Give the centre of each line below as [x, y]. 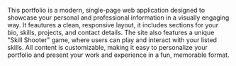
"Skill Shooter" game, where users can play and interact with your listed [112, 40]
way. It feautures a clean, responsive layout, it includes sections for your [113, 25]
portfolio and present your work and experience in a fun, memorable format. [118, 55]
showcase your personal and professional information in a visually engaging [118, 18]
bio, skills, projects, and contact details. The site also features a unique [111, 32]
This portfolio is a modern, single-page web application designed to [106, 10]
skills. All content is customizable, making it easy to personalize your [107, 47]
